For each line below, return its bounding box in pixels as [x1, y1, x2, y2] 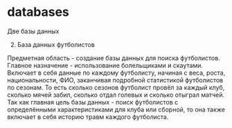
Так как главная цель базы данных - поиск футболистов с [7, 98, 179, 106]
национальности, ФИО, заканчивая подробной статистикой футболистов [7, 75, 224, 84]
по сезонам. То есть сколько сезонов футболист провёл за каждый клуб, [7, 83, 225, 91]
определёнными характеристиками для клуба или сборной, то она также [7, 105, 225, 113]
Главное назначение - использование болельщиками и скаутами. [7, 61, 203, 69]
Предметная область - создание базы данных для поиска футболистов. [7, 53, 220, 62]
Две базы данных [7, 27, 60, 35]
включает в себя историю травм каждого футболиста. [7, 112, 169, 121]
